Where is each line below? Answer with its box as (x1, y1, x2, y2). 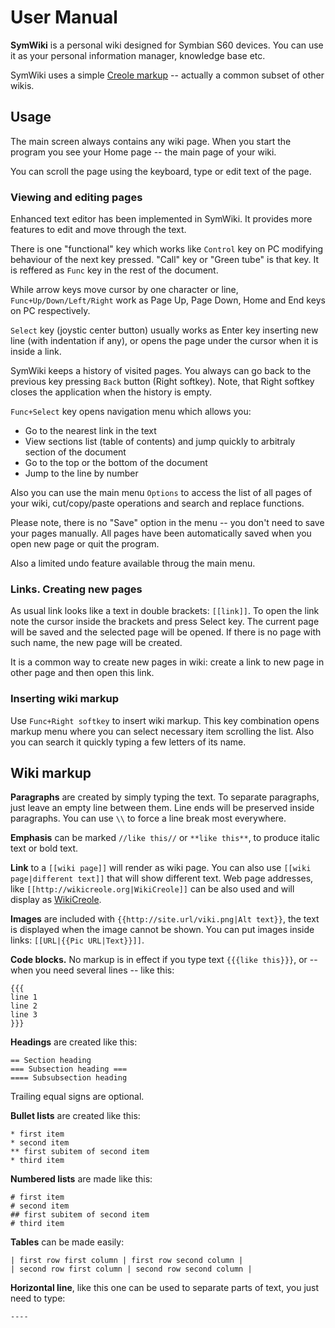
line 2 (10, 1001, 38, 1011)
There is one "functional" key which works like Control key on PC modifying (10, 243, 324, 255)
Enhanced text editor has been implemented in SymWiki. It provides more (10, 213, 313, 225)
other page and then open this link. (10, 667, 155, 679)
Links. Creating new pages (10, 582, 143, 596)
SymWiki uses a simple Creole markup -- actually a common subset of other (10, 69, 325, 81)
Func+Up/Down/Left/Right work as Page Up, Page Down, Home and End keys (10, 294, 326, 306)
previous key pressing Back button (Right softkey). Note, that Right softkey (10, 376, 315, 388)
